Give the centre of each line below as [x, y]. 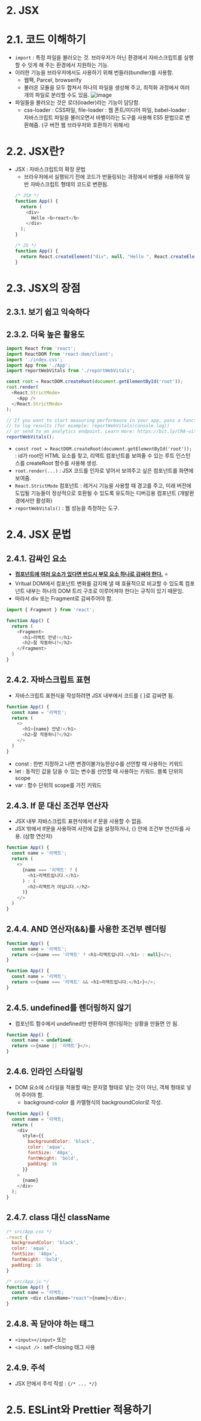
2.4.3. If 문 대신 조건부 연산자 [57, 806]
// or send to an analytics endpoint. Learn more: [71, 432]
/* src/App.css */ [29, 1231]
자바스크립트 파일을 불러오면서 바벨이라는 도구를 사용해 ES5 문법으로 [104, 118]
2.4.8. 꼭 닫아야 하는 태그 [50, 1324]
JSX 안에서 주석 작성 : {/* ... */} [56, 1383]
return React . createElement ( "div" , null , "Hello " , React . [96, 256]
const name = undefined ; [42, 1040]
